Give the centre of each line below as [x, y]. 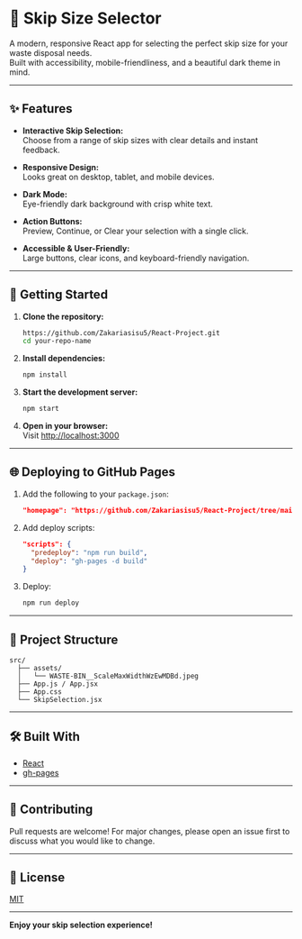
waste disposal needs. [51, 52]
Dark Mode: [44, 194]
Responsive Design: [60, 167]
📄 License [37, 877]
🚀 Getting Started [59, 295]
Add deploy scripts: [58, 527]
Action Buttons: [52, 221]
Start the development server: [80, 392]
